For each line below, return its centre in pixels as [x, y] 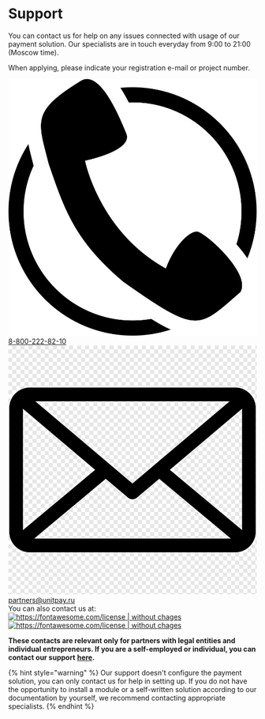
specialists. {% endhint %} [51, 706]
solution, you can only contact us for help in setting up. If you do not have [128, 681]
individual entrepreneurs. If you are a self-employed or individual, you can [132, 649]
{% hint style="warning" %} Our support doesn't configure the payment [125, 673]
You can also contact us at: [52, 608]
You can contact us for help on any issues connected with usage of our [124, 36]
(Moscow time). [34, 52]
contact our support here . [52, 657]
